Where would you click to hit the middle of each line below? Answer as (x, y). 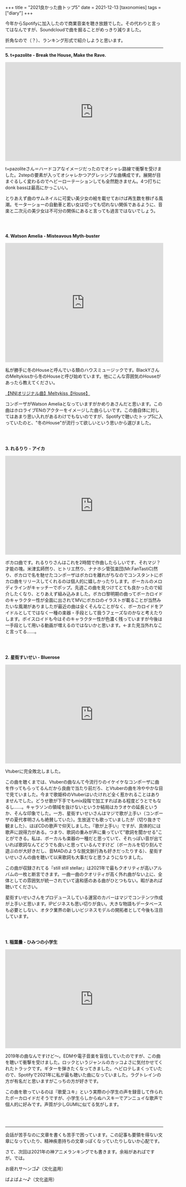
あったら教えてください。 (31, 383)
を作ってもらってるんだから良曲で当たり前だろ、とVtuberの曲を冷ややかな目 (84, 788)
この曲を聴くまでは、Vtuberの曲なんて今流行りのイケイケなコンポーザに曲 (82, 782)
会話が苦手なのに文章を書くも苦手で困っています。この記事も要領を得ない (82, 1135)
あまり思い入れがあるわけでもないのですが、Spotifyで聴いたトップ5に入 (88, 416)
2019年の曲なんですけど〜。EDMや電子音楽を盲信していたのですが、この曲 (83, 1056)
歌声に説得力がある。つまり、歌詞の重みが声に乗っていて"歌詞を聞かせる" (82, 832)
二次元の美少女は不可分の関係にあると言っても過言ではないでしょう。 (86, 211)
